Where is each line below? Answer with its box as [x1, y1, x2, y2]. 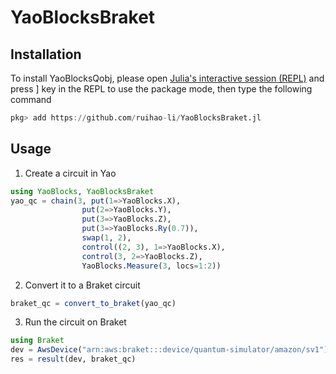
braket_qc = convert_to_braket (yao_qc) [10, 298, 177, 308]
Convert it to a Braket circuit [24, 279, 141, 291]
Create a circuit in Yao [24, 167, 117, 179]
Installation [10, 46, 82, 63]
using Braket [10, 336, 65, 346]
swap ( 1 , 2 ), [81, 233, 132, 243]
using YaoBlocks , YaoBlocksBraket [10, 186, 155, 196]
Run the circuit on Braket [24, 316, 127, 328]
